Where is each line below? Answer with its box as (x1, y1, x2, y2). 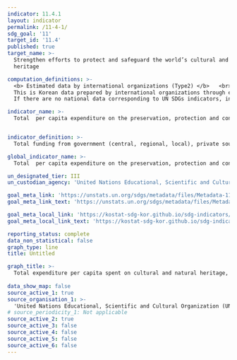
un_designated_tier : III (7, 173, 80, 180)
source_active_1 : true (7, 289, 74, 296)
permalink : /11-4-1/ (7, 23, 68, 30)
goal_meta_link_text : (7, 199, 71, 206)
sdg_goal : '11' (7, 30, 52, 37)
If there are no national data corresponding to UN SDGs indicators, (13, 95, 222, 103)
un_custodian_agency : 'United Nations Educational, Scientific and (7, 179, 210, 186)
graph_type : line (7, 243, 59, 251)
